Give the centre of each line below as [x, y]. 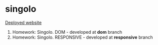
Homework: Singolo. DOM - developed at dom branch [67, 32]
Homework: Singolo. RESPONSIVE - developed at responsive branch [82, 37]
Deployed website [23, 22]
